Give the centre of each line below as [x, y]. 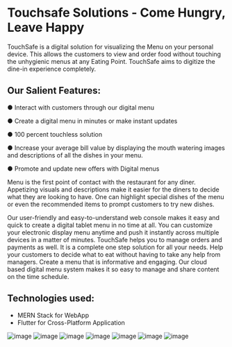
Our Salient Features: [54, 91]
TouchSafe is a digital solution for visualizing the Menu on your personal [110, 46]
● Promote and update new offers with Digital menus [83, 169]
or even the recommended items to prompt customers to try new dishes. [111, 204]
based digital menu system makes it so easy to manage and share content [113, 269]
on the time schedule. [38, 276]
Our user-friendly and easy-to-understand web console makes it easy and [114, 217]
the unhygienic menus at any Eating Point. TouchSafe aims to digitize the [111, 61]
